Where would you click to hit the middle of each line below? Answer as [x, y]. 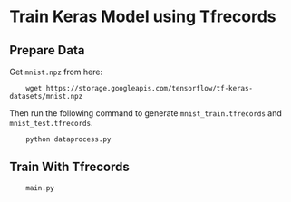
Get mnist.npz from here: [56, 72]
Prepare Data [47, 50]
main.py [40, 188]
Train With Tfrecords [69, 167]
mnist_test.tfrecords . [51, 123]
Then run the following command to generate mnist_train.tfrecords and [146, 113]
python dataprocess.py [68, 139]
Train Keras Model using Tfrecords [143, 17]
